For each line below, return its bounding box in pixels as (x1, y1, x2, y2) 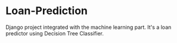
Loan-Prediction (5, 4, 88, 18)
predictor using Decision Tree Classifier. (5, 29, 104, 37)
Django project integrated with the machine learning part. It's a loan (5, 24, 172, 31)
